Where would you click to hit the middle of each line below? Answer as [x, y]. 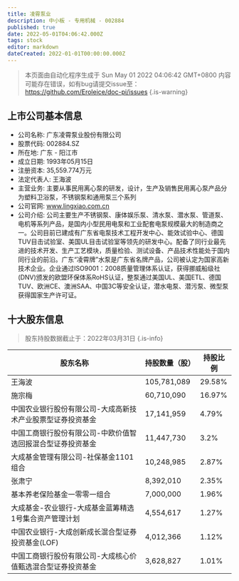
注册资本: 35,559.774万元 [55, 170]
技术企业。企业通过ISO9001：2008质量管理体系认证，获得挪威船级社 [119, 268]
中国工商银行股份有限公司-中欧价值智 [74, 433]
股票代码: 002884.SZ [48, 143]
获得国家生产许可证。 [49, 295]
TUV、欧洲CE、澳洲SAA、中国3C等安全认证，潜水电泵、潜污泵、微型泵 [123, 286]
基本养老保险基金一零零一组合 [61, 494]
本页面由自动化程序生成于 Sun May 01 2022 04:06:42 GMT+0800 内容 [128, 75]
